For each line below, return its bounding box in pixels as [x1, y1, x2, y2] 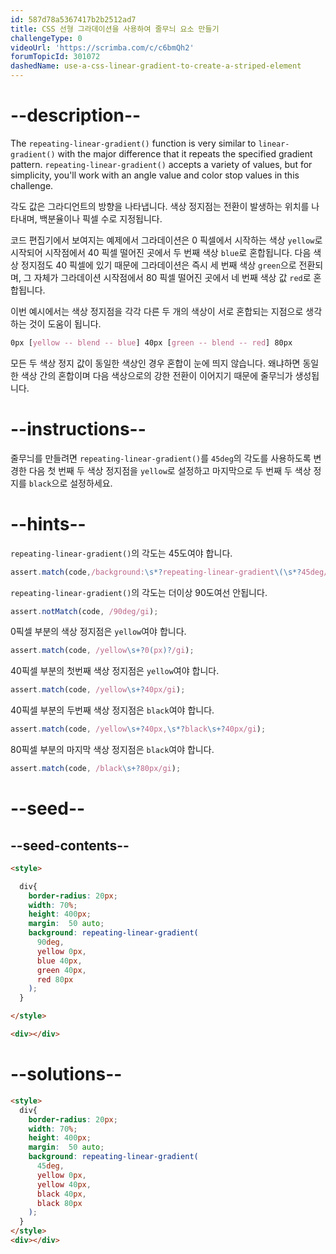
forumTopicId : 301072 [10, 52, 101, 62]
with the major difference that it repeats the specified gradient [57, 147, 313, 160]
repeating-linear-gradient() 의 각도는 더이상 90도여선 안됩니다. [10, 586, 268, 598]
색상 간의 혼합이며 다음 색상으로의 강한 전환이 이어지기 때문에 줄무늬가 [20, 369, 293, 381]
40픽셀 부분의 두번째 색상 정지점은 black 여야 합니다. [10, 704, 215, 716]
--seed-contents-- [10, 837, 130, 854]
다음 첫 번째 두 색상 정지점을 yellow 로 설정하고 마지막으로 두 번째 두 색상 [28, 464, 312, 476]
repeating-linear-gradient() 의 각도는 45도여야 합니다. [10, 547, 233, 559]
